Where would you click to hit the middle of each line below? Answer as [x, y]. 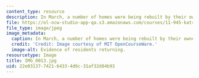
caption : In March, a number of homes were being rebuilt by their [97, 39]
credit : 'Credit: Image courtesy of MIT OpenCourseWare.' [85, 45]
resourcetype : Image [32, 55]
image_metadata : [26, 33]
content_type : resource [36, 11]
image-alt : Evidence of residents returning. [69, 50]
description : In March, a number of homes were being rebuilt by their [96, 17]
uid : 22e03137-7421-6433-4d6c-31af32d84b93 [61, 66]
